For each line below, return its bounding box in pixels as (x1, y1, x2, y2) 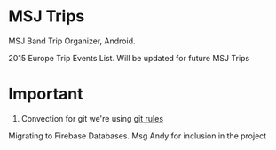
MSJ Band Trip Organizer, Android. (8, 36, 136, 46)
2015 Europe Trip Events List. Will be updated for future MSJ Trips (8, 52, 250, 63)
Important (8, 84, 83, 104)
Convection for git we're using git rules (20, 113, 164, 123)
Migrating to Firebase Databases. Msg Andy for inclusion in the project (8, 130, 267, 141)
